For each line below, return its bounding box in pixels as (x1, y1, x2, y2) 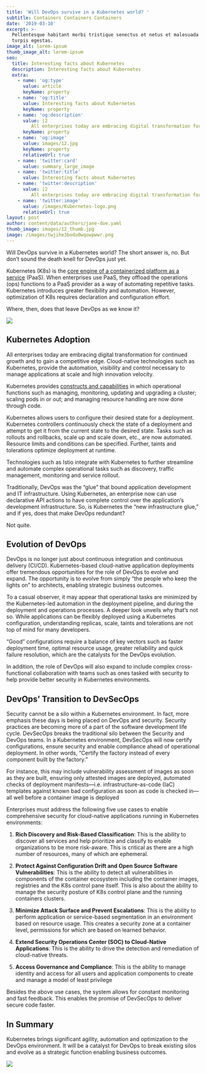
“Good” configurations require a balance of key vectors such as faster (6, 638, 183, 645)
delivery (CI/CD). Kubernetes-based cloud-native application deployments (6, 562, 194, 569)
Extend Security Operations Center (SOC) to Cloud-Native (15, 938, 167, 946)
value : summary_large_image (22, 163, 95, 170)
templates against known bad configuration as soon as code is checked (6, 787, 188, 795)
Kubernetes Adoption (6, 334, 91, 345)
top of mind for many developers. (6, 626, 91, 634)
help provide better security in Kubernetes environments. (6, 676, 151, 683)
